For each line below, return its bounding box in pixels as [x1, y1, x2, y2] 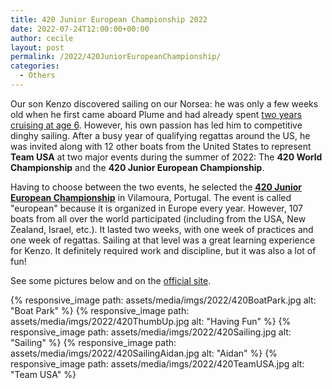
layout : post [10, 42, 65, 53]
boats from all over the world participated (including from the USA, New [10, 212, 307, 225]
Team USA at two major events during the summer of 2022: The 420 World [10, 151, 323, 163]
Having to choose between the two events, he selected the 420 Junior [10, 181, 303, 193]
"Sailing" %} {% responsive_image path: [10, 336, 177, 348]
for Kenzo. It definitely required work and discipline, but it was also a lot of [10, 244, 317, 256]
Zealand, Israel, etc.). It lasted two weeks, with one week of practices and [10, 223, 314, 235]
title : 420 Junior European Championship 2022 [10, 14, 208, 25]
